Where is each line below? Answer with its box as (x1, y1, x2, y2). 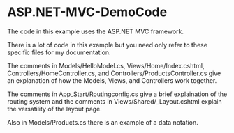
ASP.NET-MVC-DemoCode (7, 4, 168, 20)
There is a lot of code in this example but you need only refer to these (7, 40, 208, 49)
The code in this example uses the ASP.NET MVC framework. (7, 27, 184, 36)
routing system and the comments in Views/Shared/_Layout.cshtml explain (7, 97, 222, 105)
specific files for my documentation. (7, 48, 111, 56)
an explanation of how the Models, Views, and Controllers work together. (7, 76, 217, 84)
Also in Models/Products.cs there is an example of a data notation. (7, 118, 199, 126)
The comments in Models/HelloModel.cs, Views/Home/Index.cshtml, (7, 61, 205, 70)
